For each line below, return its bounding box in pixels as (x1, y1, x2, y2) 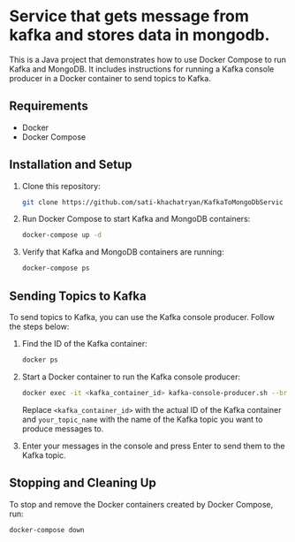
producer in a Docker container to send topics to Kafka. (9, 73, 212, 83)
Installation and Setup (9, 157, 132, 172)
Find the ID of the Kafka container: (21, 339, 147, 348)
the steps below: (9, 321, 70, 332)
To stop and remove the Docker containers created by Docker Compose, (9, 499, 274, 509)
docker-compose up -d (21, 231, 102, 240)
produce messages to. (21, 423, 104, 434)
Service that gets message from (9, 6, 250, 27)
